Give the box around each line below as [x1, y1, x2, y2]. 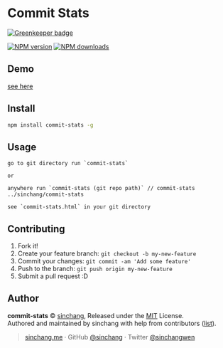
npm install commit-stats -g [7, 121, 94, 129]
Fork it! [17, 242, 39, 251]
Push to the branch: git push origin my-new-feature [17, 265, 173, 273]
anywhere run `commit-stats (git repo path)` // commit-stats [7, 185, 195, 192]
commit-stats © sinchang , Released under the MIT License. [7, 311, 185, 320]
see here [7, 82, 33, 90]
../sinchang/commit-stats [7, 191, 84, 199]
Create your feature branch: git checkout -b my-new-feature [17, 249, 197, 258]
